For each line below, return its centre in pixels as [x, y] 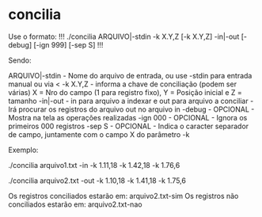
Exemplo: [23, 150]
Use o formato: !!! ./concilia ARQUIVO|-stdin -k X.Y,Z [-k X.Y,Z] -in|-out [124, 36]
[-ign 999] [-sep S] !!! [68, 44]
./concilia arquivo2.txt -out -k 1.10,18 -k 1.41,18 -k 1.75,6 [97, 181]
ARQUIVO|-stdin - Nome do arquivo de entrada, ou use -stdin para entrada [130, 75]
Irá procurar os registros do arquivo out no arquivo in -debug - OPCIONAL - [131, 109]
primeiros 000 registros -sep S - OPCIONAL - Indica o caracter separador [129, 126]
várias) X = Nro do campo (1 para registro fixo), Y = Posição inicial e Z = [125, 92]
